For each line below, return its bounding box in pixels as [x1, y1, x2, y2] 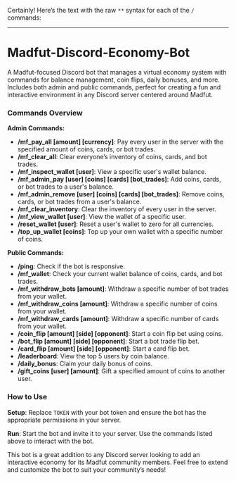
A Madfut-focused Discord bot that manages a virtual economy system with [7, 68, 227, 76]
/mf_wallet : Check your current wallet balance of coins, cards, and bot [17, 270, 223, 278]
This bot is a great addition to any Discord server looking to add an [7, 450, 200, 458]
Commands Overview [7, 108, 83, 118]
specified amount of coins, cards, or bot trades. [17, 145, 156, 154]
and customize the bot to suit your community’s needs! [7, 465, 166, 474]
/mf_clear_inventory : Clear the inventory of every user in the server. [17, 205, 216, 213]
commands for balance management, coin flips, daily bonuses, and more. [7, 75, 220, 84]
